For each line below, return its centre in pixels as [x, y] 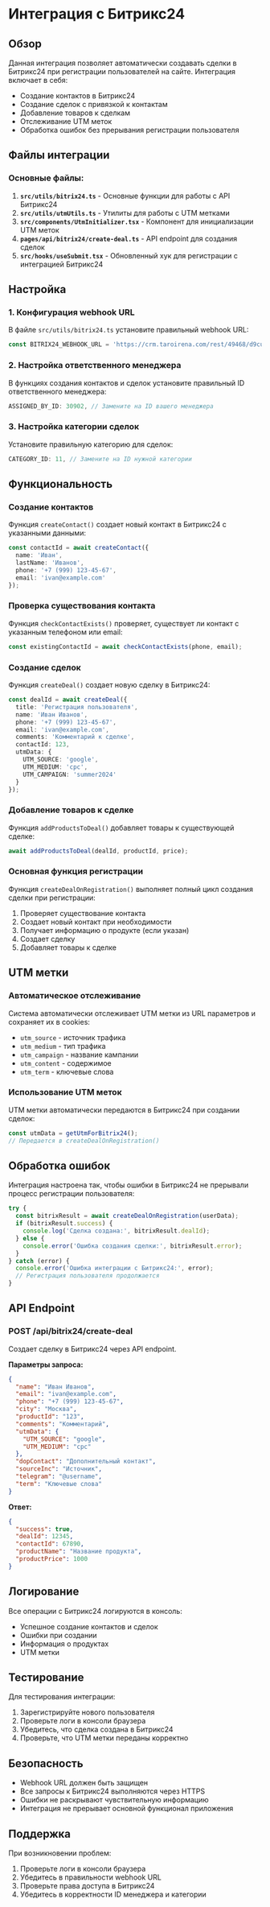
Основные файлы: [46, 178]
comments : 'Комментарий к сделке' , [75, 737]
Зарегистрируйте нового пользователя [87, 1712]
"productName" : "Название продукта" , [79, 1552]
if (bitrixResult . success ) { [64, 1224]
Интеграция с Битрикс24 [97, 14]
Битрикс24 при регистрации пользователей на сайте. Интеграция [122, 72]
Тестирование [46, 1678]
